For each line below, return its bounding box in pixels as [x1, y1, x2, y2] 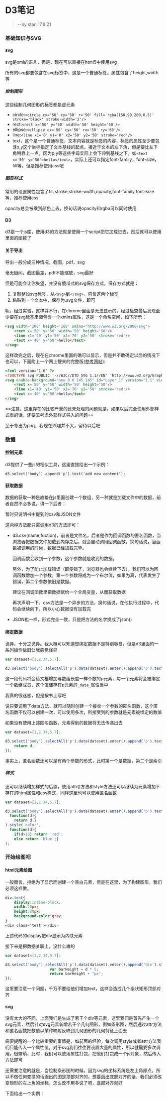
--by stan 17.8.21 [17, 21, 51, 27]
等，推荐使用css [5, 195, 39, 201]
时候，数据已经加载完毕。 [34, 545, 87, 551]
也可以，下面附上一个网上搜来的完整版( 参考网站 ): [5, 358, 106, 364]
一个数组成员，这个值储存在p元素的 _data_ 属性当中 [5, 682, 108, 688]
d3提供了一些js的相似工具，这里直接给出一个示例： [5, 462, 110, 468]
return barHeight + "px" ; [49, 972, 103, 977]
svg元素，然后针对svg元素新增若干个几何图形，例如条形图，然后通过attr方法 [5, 1021, 162, 1027]
